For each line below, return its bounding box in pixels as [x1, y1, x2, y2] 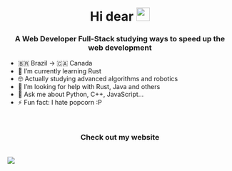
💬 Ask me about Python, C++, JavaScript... [17, 90, 144, 99]
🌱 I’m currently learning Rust [17, 67, 102, 76]
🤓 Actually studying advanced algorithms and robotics [17, 75, 178, 83]
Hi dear [89, 9, 134, 25]
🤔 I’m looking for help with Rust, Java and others [17, 83, 161, 91]
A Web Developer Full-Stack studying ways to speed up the [14, 34, 226, 44]
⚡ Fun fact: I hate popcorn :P [17, 98, 102, 107]
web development [88, 43, 152, 53]
